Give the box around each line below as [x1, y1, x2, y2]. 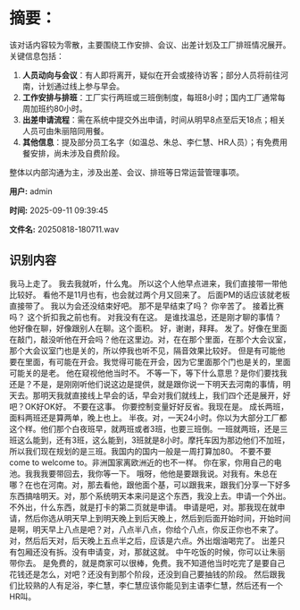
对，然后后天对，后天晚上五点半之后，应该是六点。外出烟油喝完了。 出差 [9, 535, 278, 546]
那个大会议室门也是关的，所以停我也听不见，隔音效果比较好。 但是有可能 [9, 345, 278, 356]
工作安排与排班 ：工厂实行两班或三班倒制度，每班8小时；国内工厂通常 [21, 91, 279, 103]
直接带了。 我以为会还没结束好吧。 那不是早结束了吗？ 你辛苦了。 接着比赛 [9, 301, 284, 311]
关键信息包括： [9, 50, 64, 61]
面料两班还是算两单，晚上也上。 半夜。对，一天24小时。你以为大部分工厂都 [9, 412, 287, 423]
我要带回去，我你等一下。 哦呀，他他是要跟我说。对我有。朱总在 [39, 468, 278, 479]
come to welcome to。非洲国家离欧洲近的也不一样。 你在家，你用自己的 [9, 457, 274, 468]
